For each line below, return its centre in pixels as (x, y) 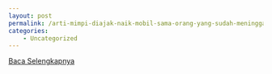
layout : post (30, 16)
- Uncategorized (51, 38)
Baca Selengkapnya (42, 61)
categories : (28, 31)
